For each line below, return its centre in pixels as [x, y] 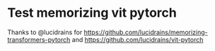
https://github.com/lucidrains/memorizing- [146, 32]
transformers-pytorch [39, 39]
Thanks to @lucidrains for [45, 32]
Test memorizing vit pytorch [92, 13]
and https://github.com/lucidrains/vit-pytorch [138, 39]
